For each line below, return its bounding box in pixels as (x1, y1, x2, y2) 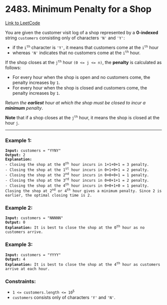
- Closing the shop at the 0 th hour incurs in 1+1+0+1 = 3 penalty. (5, 161, 149, 167)
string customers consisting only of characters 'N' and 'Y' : (5, 35, 125, 41)
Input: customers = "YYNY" (5, 148, 61, 153)
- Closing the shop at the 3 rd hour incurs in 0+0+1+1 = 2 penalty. (5, 177, 149, 183)
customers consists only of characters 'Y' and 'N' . (12, 294, 116, 300)
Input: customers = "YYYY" (5, 252, 61, 257)
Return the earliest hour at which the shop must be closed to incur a (5, 99, 146, 105)
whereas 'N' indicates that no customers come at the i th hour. (12, 50, 141, 56)
